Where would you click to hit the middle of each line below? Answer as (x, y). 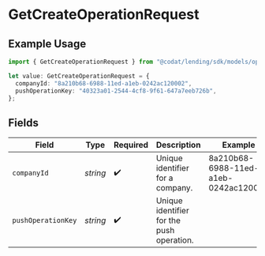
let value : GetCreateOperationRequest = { (79, 76)
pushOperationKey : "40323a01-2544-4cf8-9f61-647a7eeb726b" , (116, 91)
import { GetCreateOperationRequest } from (81, 62)
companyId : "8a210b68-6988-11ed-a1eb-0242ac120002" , (104, 83)
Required (131, 145)
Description (178, 145)
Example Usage (47, 44)
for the (168, 220)
